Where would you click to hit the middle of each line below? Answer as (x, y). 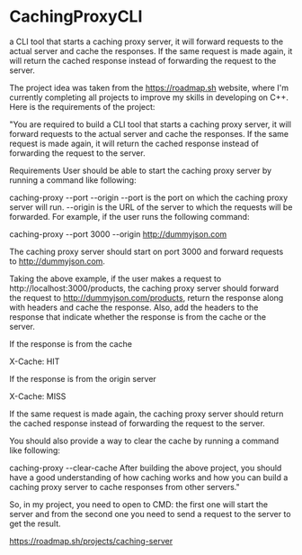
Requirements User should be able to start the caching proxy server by (141, 170)
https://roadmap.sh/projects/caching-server (91, 541)
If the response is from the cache (71, 343)
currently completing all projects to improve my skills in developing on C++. (149, 97)
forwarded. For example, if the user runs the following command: (129, 216)
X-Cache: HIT (35, 361)
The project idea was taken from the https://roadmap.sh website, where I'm (149, 87)
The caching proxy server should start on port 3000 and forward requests (147, 251)
